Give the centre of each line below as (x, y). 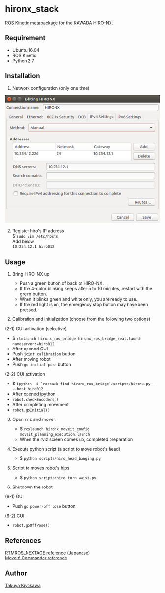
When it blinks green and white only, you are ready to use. (78, 299)
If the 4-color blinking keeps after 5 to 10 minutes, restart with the (86, 289)
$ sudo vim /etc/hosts (35, 236)
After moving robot (31, 359)
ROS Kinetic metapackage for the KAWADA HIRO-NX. (59, 23)
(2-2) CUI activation (25, 374)
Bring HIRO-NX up (31, 274)
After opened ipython (34, 394)
